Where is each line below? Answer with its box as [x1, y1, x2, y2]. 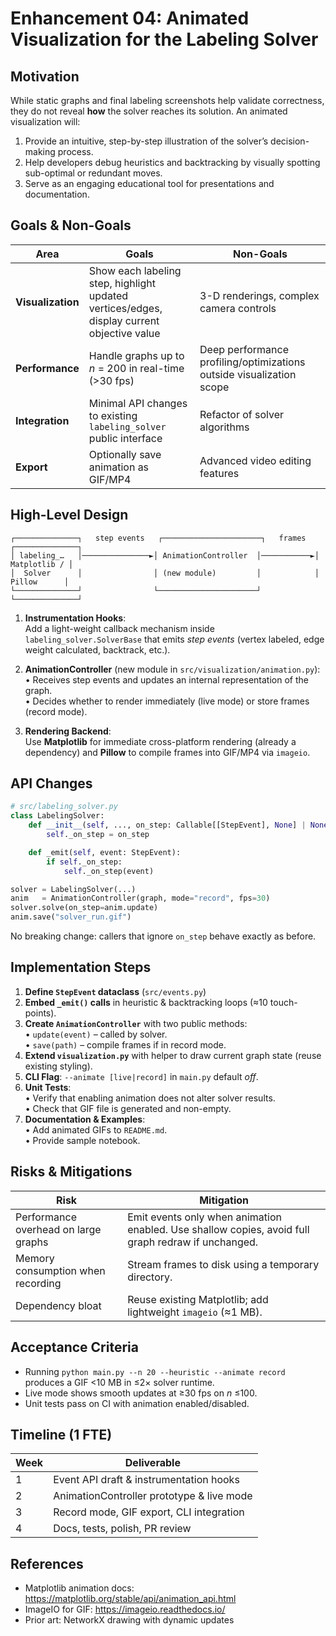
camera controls [199, 301, 277, 315]
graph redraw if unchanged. [127, 1235, 259, 1249]
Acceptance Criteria [10, 1339, 139, 1356]
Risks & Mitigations [10, 1163, 133, 1181]
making [24, 146, 56, 157]
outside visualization [199, 367, 297, 381]
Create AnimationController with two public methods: [24, 1017, 248, 1029]
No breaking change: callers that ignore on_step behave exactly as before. [10, 930, 317, 942]
